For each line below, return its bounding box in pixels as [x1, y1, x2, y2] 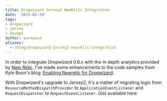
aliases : [5, 40, 24, 45]
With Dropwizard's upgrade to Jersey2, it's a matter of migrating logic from [5, 79, 162, 85]
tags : [5, 17, 17, 22]
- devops [5, 31, 24, 36]
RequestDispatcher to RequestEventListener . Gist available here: [5, 90, 138, 96]
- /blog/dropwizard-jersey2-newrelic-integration [10, 45, 116, 50]
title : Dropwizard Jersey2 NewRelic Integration [5, 7, 110, 13]
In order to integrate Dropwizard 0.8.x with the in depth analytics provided [5, 59, 159, 65]
